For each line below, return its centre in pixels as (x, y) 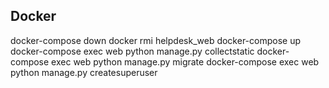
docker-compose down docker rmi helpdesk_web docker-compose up (156, 40)
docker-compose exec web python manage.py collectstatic (132, 51)
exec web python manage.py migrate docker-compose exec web (185, 61)
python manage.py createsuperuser (84, 72)
